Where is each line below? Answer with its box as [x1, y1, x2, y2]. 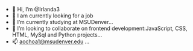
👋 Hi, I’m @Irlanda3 [11, 6, 60, 13]
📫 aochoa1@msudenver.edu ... [11, 38, 90, 45]
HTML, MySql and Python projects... [11, 31, 103, 38]
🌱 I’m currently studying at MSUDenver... [11, 19, 113, 25]
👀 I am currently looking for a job [11, 12, 93, 19]
